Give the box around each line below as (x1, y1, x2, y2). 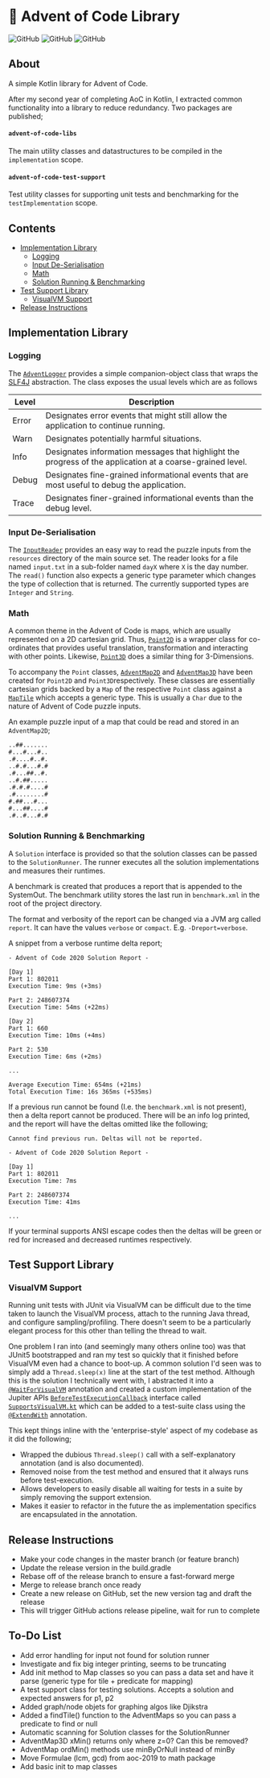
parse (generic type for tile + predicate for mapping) (19, 1676, 194, 1685)
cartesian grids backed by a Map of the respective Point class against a (8, 684, 243, 694)
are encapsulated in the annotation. (19, 1510, 138, 1520)
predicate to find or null (19, 1718, 98, 1728)
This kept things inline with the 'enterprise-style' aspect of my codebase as (8, 1425, 259, 1436)
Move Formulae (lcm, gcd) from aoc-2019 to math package (19, 1753, 215, 1763)
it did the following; (8, 1434, 72, 1444)
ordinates (8, 643, 40, 653)
